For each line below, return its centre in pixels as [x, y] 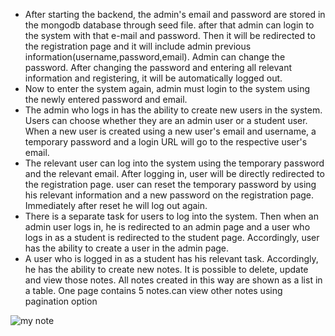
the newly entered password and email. [106, 99]
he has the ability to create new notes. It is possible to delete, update [166, 269]
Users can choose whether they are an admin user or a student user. [166, 120]
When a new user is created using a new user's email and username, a [170, 131]
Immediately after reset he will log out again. [116, 205]
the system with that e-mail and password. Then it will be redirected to [170, 35]
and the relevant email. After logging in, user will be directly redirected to [174, 173]
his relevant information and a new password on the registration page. [169, 195]
